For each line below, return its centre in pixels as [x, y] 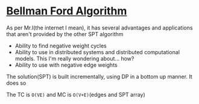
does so [16, 83]
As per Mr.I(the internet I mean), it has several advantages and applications [99, 28]
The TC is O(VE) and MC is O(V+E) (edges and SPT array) [76, 94]
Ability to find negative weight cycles [61, 46]
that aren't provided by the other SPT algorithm [65, 34]
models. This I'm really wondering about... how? [74, 58]
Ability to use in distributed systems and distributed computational [97, 52]
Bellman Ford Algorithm [67, 11]
